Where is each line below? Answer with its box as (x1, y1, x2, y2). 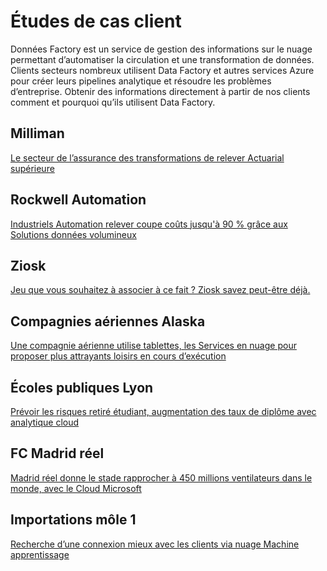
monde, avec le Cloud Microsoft (10, 482, 142, 494)
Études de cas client (10, 10, 182, 33)
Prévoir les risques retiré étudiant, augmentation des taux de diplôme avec (10, 406, 317, 417)
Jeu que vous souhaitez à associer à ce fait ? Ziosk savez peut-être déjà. (10, 284, 311, 296)
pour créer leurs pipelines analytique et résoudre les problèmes (10, 75, 272, 87)
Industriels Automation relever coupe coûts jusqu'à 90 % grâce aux (10, 218, 288, 230)
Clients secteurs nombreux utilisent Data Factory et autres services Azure (10, 64, 315, 76)
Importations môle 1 (10, 511, 137, 529)
